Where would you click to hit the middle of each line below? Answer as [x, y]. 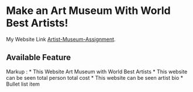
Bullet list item [23, 84]
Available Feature [39, 57]
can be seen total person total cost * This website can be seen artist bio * [95, 77]
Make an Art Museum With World [88, 11]
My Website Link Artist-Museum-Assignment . [61, 39]
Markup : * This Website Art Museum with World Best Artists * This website [97, 72]
